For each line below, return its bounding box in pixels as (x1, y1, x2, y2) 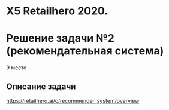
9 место (6, 64, 27, 71)
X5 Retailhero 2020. (6, 4, 108, 18)
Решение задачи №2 (6, 32, 115, 45)
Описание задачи (6, 81, 76, 91)
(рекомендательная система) (6, 44, 164, 58)
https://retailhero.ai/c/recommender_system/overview (6, 97, 140, 104)
